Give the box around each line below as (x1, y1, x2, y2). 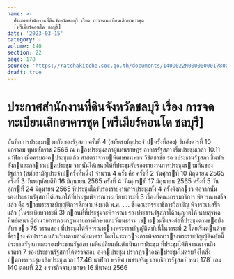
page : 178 (7, 56, 36, 63)
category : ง (7, 36, 41, 43)
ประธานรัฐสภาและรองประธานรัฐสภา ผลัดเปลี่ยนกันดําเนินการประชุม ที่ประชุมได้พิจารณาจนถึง (7, 240, 216, 248)
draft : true (7, 69, 42, 76)
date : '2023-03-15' (7, 29, 64, 37)
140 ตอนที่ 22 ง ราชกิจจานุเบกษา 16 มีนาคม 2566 (7, 264, 128, 272)
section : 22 (7, 50, 42, 57)
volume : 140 (7, 43, 42, 50)
